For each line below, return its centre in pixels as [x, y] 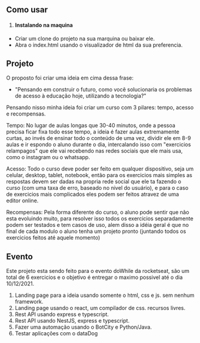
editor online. [22, 201]
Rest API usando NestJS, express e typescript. [72, 321]
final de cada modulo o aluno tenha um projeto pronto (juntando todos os [96, 231]
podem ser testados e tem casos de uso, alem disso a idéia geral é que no [98, 225]
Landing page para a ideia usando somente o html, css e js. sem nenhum [105, 295]
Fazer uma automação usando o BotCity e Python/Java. [83, 327]
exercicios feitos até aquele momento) [53, 238]
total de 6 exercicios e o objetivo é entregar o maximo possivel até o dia [95, 277]
